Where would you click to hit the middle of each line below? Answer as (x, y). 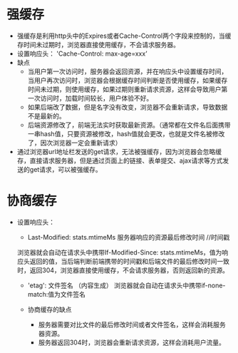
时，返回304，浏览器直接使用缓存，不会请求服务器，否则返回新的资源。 (123, 270)
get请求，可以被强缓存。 (66, 169)
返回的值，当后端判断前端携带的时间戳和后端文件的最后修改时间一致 (129, 261)
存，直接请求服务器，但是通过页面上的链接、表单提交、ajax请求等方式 (120, 160)
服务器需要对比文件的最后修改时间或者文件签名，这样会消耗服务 (132, 324)
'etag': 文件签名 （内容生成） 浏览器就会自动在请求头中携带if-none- (126, 285)
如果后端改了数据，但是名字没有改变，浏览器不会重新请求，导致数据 (128, 107)
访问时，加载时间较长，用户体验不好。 (97, 98)
